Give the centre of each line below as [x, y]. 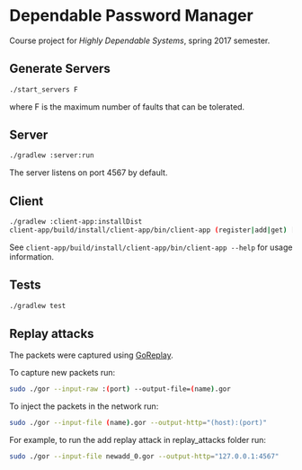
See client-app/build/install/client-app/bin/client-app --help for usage [151, 247]
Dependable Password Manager [131, 16]
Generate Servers [60, 69]
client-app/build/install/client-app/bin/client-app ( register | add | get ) [148, 230]
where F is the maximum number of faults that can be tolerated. [127, 106]
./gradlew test [38, 306]
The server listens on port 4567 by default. [89, 173]
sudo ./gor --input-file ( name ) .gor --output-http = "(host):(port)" [138, 423]
